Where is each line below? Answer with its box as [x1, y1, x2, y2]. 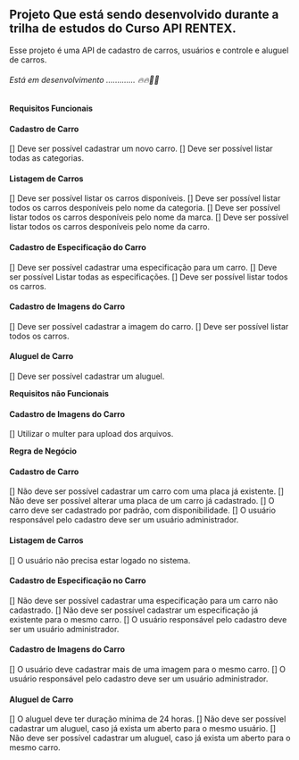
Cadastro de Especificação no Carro [9, 575, 146, 586]
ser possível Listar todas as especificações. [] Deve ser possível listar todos [9, 271, 288, 282]
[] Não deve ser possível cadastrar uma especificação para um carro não [9, 595, 278, 605]
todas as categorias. [9, 153, 85, 163]
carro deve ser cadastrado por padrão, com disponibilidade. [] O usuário [9, 505, 277, 516]
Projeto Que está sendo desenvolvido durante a [9, 7, 279, 22]
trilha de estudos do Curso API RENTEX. [9, 21, 237, 37]
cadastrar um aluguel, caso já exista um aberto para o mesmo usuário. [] [9, 723, 277, 734]
